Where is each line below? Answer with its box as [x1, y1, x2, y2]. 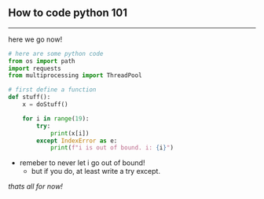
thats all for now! [8, 182, 63, 191]
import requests [8, 64, 61, 72]
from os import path [8, 57, 76, 65]
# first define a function [8, 86, 97, 94]
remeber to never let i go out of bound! [19, 158, 145, 168]
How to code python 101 [8, 6, 128, 20]
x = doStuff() [22, 101, 68, 109]
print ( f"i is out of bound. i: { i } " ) [49, 144, 174, 152]
